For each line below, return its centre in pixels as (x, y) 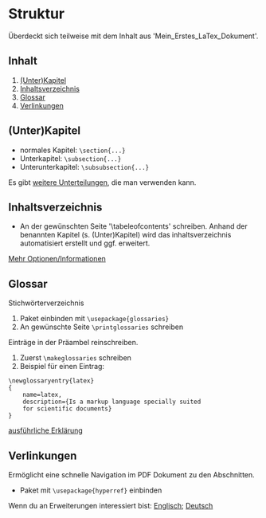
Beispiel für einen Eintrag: (62, 367)
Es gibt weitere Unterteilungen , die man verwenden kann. (102, 182)
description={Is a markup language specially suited (112, 402)
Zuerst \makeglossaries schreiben (75, 358)
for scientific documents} (67, 409)
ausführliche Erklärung (46, 430)
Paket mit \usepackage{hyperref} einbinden (91, 490)
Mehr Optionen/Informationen (57, 259)
